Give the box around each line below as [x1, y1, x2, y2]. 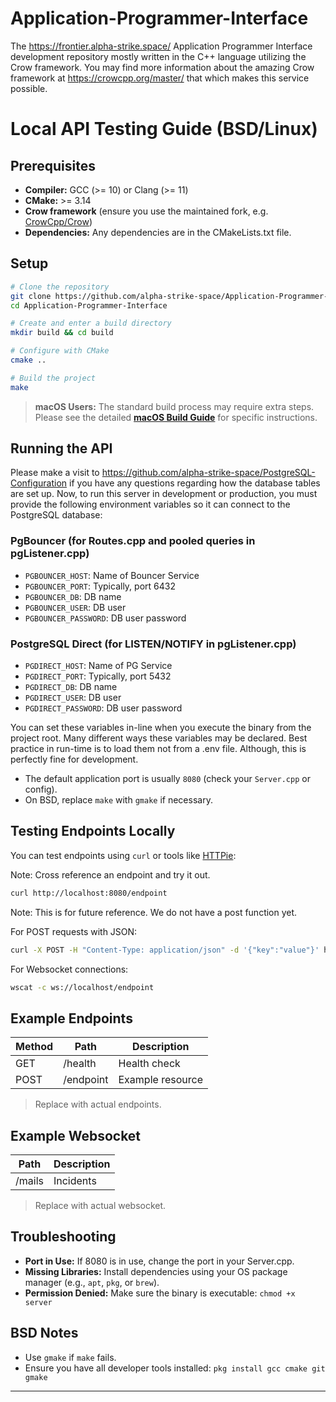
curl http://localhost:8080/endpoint [10, 888, 168, 898]
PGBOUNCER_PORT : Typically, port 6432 [24, 580, 176, 592]
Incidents [53, 1174, 97, 1188]
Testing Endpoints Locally [10, 823, 176, 840]
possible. [10, 82, 48, 94]
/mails [15, 1174, 44, 1188]
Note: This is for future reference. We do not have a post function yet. [10, 906, 298, 918]
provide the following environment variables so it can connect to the [10, 498, 291, 511]
